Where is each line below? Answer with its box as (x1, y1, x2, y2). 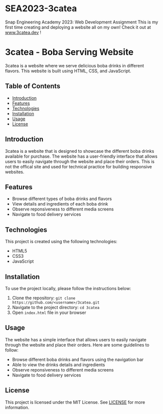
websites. (5, 169, 24, 175)
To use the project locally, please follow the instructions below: (5, 285, 131, 291)
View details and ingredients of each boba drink (12, 201, 109, 207)
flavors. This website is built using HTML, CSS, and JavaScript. (5, 68, 131, 74)
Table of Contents (5, 82, 61, 90)
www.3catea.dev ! (5, 29, 41, 35)
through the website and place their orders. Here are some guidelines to (5, 342, 149, 348)
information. (5, 404, 30, 410)
